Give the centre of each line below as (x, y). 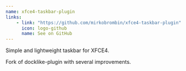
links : (14, 17)
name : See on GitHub (47, 34)
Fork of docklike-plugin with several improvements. (68, 62)
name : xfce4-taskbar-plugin (40, 12)
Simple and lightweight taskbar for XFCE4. (57, 50)
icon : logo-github (44, 28)
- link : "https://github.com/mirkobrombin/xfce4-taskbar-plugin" (99, 22)
